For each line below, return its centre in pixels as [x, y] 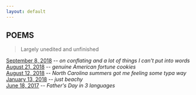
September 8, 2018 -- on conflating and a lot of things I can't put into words [98, 61]
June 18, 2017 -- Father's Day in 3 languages [61, 86]
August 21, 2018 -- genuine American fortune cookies [71, 67]
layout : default [26, 11]
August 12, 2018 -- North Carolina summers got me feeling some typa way [96, 73]
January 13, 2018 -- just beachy [45, 79]
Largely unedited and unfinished [60, 49]
